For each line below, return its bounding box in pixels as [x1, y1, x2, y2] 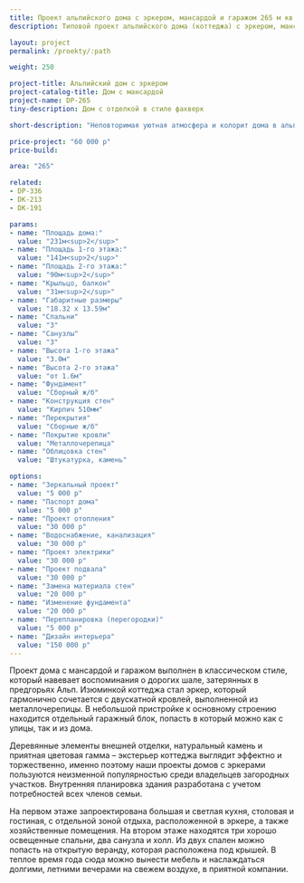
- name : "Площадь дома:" [9, 228, 103, 237]
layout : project [9, 38, 71, 47]
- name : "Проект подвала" [9, 564, 107, 573]
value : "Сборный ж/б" [17, 389, 100, 398]
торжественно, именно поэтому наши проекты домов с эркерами [9, 760, 266, 771]
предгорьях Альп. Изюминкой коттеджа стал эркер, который [9, 685, 247, 696]
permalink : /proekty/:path [9, 46, 111, 55]
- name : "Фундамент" [9, 379, 88, 389]
